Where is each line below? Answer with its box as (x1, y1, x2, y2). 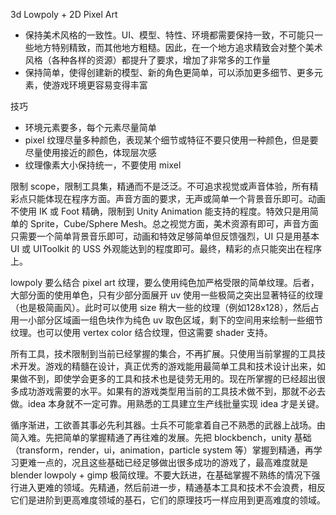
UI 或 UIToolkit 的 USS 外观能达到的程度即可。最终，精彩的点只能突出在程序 (10, 243, 323, 254)
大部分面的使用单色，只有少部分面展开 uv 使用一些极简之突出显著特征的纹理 (10, 289, 324, 301)
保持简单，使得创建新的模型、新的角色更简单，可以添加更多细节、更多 (24, 67, 315, 78)
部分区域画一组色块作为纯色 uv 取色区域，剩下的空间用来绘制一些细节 (36, 314, 324, 326)
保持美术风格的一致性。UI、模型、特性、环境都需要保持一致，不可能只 (24, 29, 315, 41)
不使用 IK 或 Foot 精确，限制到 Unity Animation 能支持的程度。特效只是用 (10, 205, 310, 217)
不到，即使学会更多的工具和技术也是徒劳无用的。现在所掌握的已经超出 (27, 373, 317, 384)
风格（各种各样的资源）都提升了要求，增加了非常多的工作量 (24, 54, 271, 66)
